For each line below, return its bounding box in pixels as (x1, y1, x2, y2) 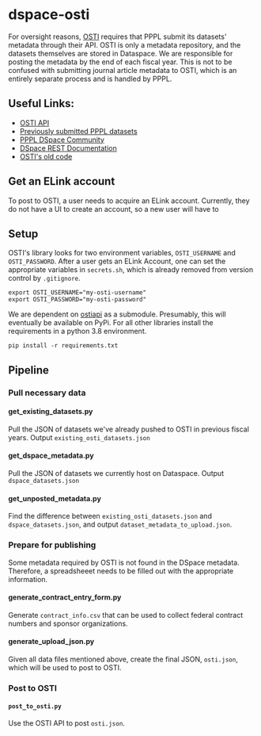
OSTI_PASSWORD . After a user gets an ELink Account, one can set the (8, 256, 226, 266)
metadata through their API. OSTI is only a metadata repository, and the (8, 40, 241, 49)
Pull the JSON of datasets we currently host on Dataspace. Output (8, 469, 224, 478)
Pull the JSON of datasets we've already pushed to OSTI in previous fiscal (8, 424, 249, 434)
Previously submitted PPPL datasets (19, 126, 138, 136)
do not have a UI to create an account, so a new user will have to (8, 204, 219, 213)
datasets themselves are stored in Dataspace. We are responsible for (8, 48, 233, 58)
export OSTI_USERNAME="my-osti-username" (8, 289, 147, 297)
